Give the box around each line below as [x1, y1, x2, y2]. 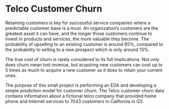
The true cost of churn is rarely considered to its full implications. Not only [5, 56, 160, 62]
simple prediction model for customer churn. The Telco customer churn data [5, 87, 164, 93]
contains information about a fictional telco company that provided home [5, 93, 156, 99]
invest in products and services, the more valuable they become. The [5, 36, 149, 42]
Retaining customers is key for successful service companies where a [5, 20, 151, 26]
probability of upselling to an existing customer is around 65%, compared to [5, 41, 163, 47]
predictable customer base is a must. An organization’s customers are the [5, 25, 158, 31]
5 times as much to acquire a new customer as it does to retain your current [5, 67, 163, 73]
